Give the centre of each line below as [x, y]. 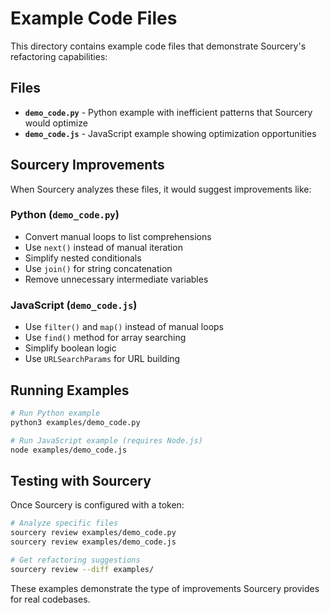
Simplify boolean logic [70, 348]
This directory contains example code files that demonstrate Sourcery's [158, 46]
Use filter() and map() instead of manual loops [124, 327]
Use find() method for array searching [105, 338]
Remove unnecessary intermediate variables [116, 279]
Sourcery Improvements [87, 165]
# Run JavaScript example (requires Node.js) [106, 440]
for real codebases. [50, 599]
